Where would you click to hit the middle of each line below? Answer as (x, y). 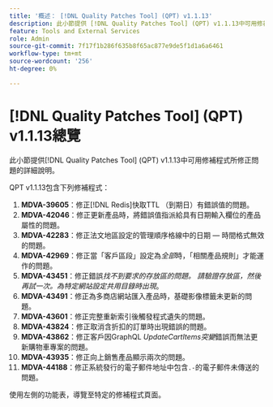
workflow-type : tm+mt (46, 54)
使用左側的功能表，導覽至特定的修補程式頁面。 (87, 394)
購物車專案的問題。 (60, 347)
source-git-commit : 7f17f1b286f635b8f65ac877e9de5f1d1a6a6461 (116, 46)
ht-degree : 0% (33, 69)
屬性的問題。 (42, 225)
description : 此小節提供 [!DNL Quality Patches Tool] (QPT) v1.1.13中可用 (133, 24)
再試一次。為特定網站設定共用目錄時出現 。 (92, 286)
